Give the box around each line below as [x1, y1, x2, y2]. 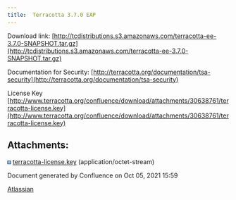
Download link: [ [7, 32, 55, 40]
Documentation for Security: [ [7, 68, 94, 76]
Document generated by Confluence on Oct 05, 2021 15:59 [7, 171, 178, 180]
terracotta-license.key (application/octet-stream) [12, 158, 155, 166]
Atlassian [7, 185, 34, 194]
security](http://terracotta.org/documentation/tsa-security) [7, 75, 179, 84]
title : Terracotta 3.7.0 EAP [7, 11, 97, 18]
